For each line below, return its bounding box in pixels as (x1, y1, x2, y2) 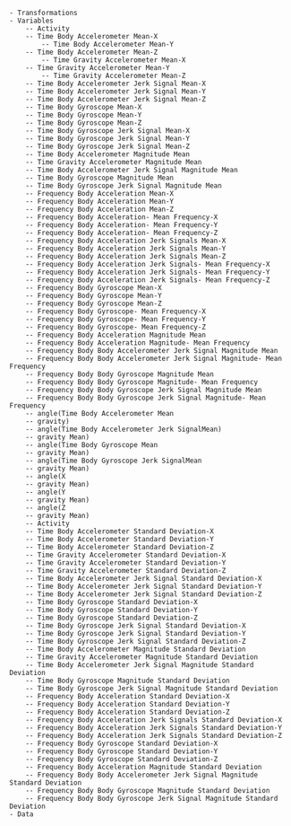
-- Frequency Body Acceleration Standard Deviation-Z (25, 707, 230, 716)
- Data (9, 810, 34, 819)
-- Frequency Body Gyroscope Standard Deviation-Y (25, 747, 218, 756)
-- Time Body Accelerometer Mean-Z (25, 48, 158, 57)
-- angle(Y (25, 488, 66, 496)
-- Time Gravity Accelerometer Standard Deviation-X (25, 550, 227, 559)
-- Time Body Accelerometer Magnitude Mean (25, 150, 191, 159)
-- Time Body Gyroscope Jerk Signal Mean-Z (25, 142, 191, 151)
